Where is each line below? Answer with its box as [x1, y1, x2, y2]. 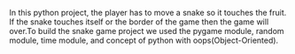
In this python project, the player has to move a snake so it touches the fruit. [9, 8, 287, 17]
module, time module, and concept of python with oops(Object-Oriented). [9, 35, 279, 45]
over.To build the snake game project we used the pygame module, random [9, 26, 285, 36]
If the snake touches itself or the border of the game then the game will [9, 17, 269, 27]
